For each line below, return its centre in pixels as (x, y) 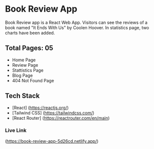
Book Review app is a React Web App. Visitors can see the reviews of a (76, 22)
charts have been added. (30, 33)
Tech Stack (22, 96)
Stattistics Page (28, 70)
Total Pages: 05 (29, 48)
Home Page (24, 60)
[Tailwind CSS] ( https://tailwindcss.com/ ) (53, 112)
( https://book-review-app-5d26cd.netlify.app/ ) (52, 141)
